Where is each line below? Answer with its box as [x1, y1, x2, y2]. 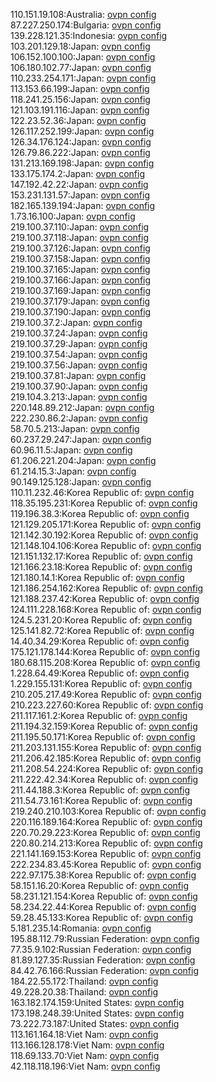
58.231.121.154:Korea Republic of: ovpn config [10, 890, 198, 902]
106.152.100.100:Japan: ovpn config [10, 51, 156, 63]
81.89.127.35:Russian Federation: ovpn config [10, 954, 196, 966]
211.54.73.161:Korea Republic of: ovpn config [10, 795, 193, 806]
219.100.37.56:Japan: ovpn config [10, 359, 148, 371]
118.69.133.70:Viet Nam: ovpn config [10, 1050, 160, 1061]
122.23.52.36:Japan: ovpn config [10, 115, 147, 126]
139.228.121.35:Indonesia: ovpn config [10, 30, 168, 41]
